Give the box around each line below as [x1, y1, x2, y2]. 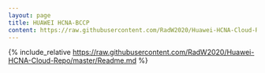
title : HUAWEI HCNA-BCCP [8, 19, 90, 27]
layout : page [8, 11, 51, 20]
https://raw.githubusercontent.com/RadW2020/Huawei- [72, 48, 255, 57]
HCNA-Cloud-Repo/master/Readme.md [8, 56, 136, 65]
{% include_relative [8, 48, 71, 57]
